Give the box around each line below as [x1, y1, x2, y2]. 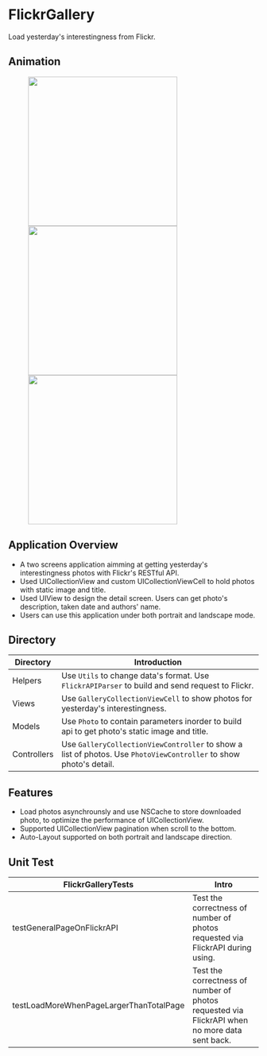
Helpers [12, 675, 42, 686]
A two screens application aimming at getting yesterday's [19, 559, 208, 569]
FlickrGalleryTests [63, 879, 133, 890]
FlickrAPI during [192, 942, 252, 953]
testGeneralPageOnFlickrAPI [12, 922, 119, 933]
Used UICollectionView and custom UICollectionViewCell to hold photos [19, 576, 255, 586]
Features [8, 785, 53, 799]
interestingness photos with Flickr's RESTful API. [19, 567, 180, 578]
